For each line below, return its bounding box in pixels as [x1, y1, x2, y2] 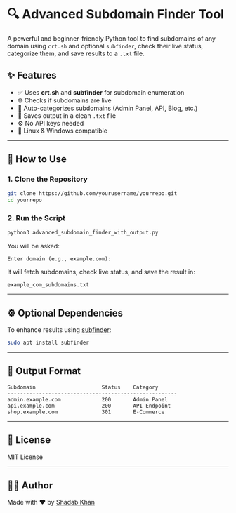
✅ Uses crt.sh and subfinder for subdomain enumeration [17, 88, 185, 96]
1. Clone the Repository [7, 174, 88, 184]
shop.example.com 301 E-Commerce [7, 408, 165, 415]
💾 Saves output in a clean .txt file [17, 111, 117, 120]
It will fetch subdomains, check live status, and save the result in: [7, 268, 195, 277]
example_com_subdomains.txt [7, 281, 90, 288]
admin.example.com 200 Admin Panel [7, 396, 169, 403]
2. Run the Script [7, 213, 65, 223]
